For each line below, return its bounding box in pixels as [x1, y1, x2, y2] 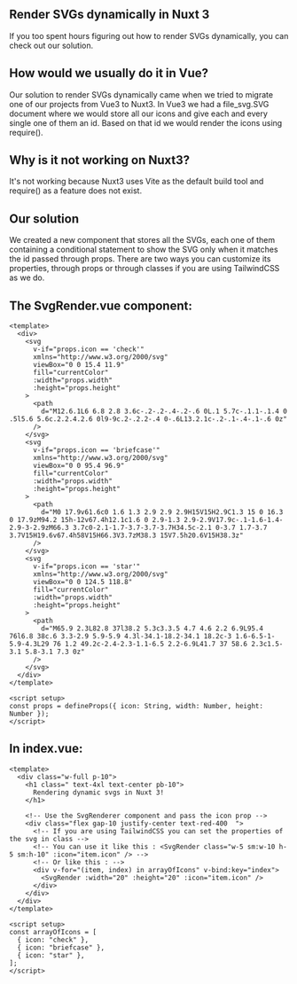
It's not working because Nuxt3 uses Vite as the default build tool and [9, 176, 264, 187]
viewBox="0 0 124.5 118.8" [32, 578, 133, 587]
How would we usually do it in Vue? [9, 66, 209, 81]
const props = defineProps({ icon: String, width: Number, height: [9, 702, 264, 711]
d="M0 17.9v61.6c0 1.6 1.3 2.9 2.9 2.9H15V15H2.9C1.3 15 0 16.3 [41, 508, 284, 517]
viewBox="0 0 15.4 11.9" [32, 361, 125, 370]
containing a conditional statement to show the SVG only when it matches [9, 244, 278, 255]
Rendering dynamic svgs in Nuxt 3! [32, 788, 165, 797]
